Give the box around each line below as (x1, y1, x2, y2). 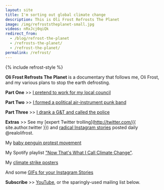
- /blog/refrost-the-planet (10, 36, 70, 41)
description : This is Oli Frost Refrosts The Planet (5, 17, 120, 22)
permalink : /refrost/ (5, 50, 51, 55)
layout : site (5, 7, 33, 13)
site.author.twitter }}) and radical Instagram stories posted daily (5, 124, 139, 130)
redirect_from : (5, 31, 38, 36)
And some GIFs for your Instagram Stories (5, 169, 94, 175)
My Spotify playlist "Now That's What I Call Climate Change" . (5, 149, 133, 155)
